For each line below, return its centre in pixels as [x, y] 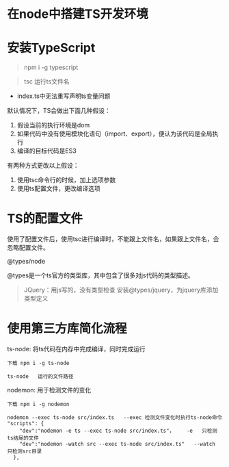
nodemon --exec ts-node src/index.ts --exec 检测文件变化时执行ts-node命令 [115, 418]
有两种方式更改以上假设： [43, 166]
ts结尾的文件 [23, 438]
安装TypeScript [51, 48]
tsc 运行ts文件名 [46, 81]
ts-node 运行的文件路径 [40, 377]
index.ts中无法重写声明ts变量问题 [64, 96]
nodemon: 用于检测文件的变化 [49, 390]
